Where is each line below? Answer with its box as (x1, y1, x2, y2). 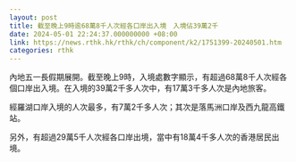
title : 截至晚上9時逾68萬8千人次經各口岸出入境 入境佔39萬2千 (9, 21, 219, 30)
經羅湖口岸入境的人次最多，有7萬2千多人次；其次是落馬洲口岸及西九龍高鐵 (9, 101, 285, 112)
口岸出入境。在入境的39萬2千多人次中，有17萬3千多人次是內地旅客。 (16, 83, 272, 93)
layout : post (9, 12, 58, 22)
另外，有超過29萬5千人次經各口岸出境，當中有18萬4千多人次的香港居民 (9, 132, 272, 142)
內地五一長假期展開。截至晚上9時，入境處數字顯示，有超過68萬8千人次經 (9, 72, 280, 83)
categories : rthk (9, 46, 74, 55)
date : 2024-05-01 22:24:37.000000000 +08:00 (9, 29, 178, 38)
